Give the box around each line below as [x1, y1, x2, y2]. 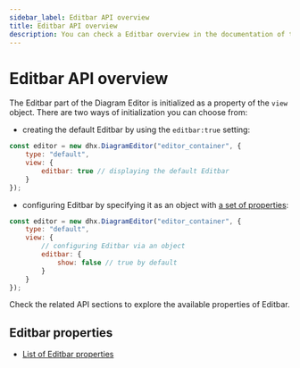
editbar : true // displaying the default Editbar [41, 166, 229, 175]
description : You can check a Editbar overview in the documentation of [9, 29, 286, 38]
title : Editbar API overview [9, 21, 118, 30]
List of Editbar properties [21, 349, 114, 360]
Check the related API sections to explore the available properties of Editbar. [9, 299, 290, 310]
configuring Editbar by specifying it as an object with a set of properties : [21, 199, 289, 210]
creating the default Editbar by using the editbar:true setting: [21, 124, 251, 135]
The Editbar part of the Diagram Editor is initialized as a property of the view [9, 97, 288, 108]
